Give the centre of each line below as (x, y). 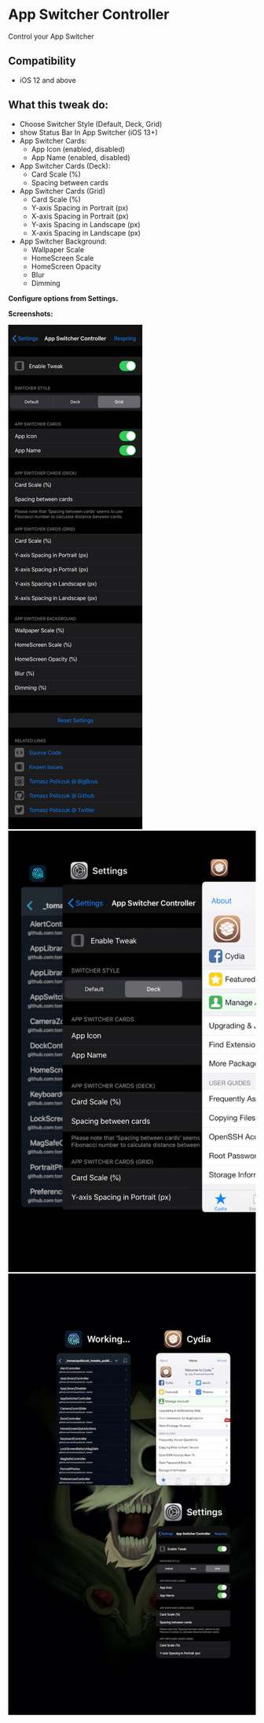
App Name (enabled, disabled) (81, 157)
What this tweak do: (58, 105)
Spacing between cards (70, 182)
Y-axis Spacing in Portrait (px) (80, 207)
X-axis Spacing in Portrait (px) (80, 216)
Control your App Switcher (51, 36)
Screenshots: (31, 314)
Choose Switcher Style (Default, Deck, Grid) (91, 124)
